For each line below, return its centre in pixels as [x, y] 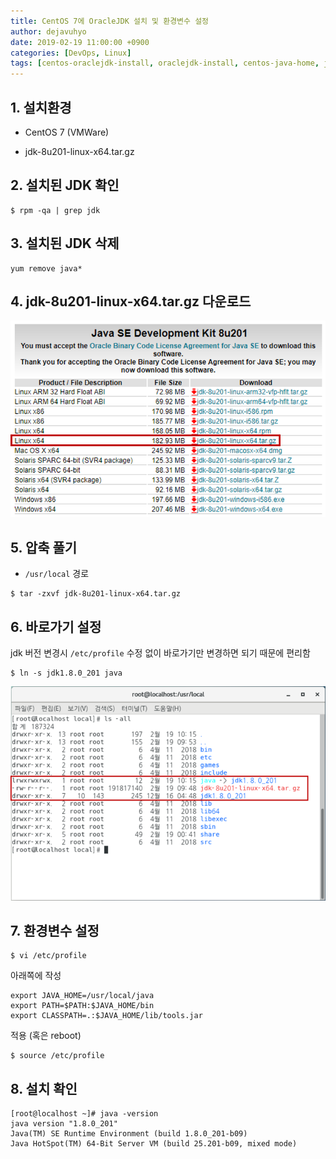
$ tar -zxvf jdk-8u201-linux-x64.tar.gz [96, 594]
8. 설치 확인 [44, 1088]
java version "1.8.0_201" [64, 1124]
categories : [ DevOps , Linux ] [71, 53]
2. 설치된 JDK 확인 [65, 185]
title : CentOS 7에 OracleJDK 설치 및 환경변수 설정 [110, 21]
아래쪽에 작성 [36, 976]
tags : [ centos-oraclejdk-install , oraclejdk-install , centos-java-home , [165, 63]
